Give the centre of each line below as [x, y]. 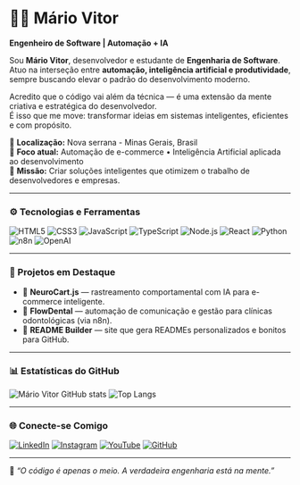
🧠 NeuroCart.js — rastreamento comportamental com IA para [136, 292]
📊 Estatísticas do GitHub [64, 372]
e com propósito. [41, 125]
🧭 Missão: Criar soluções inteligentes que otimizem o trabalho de [129, 171]
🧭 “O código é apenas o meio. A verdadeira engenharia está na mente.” [142, 471]
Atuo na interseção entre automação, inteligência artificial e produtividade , [150, 70]
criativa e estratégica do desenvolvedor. [83, 105]
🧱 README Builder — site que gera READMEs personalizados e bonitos [154, 330]
